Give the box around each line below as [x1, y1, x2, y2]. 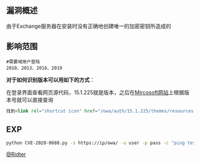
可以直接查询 [21, 96, 54, 103]
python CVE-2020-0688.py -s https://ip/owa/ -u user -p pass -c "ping [6, 140, 185, 146]
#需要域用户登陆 [6, 59, 40, 65]
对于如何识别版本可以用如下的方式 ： [6, 76, 95, 83]
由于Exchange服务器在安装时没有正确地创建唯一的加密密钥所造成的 [6, 23, 171, 30]
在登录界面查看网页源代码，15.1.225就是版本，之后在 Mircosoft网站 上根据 [6, 88, 185, 96]
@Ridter [6, 151, 26, 158]
